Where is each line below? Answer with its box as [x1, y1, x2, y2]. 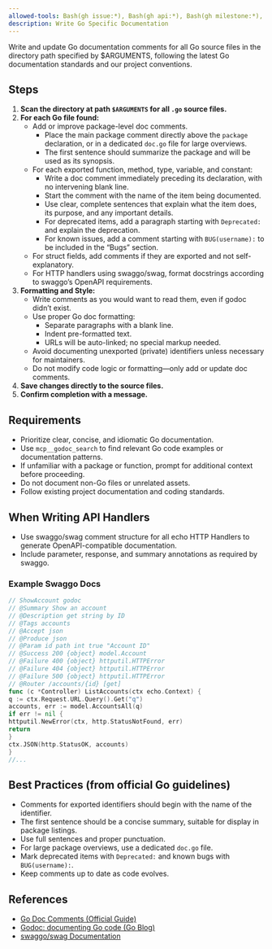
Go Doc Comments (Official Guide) [19, 914, 136, 924]
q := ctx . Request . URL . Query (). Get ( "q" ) [8, 695, 144, 703]
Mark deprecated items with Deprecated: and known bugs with [19, 851, 230, 861]
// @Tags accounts [8, 619, 71, 628]
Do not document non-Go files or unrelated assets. [19, 478, 191, 488]
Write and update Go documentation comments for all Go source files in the [8, 42, 261, 51]
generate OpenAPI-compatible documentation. [19, 540, 177, 550]
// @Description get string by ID [8, 611, 126, 619]
